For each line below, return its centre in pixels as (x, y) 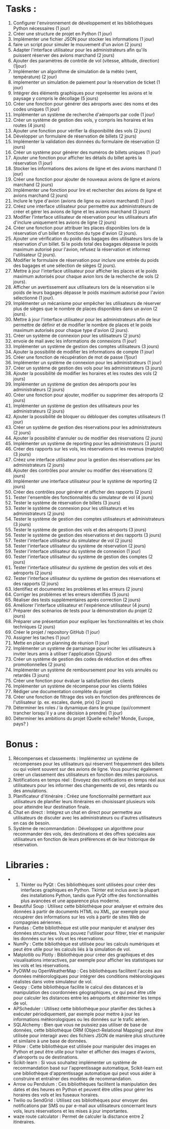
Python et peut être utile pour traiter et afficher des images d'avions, (84, 1051)
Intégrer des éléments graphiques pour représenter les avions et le (83, 93)
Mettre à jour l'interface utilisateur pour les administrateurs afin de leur (87, 319)
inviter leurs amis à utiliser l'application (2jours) (62, 654)
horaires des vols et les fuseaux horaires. (56, 1094)
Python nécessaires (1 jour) (41, 28)
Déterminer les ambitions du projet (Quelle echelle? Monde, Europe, (84, 718)
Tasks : (21, 9)
